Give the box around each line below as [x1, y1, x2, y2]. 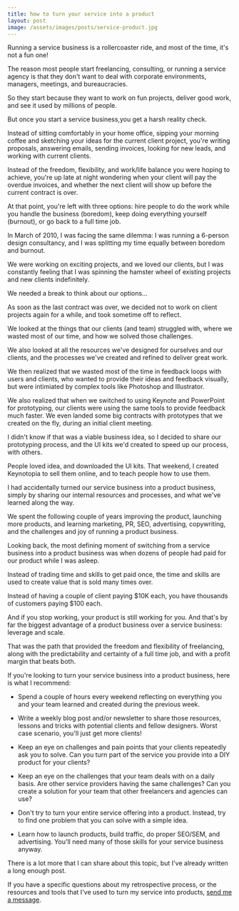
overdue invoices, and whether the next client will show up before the [7, 181, 212, 189]
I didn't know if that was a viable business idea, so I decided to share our [7, 433, 222, 441]
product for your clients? [17, 758, 91, 767]
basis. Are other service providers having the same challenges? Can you [17, 780, 231, 788]
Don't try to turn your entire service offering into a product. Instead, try [17, 808, 226, 817]
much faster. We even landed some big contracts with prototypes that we [7, 411, 223, 420]
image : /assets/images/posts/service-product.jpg [7, 24, 158, 31]
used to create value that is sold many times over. [7, 578, 153, 586]
